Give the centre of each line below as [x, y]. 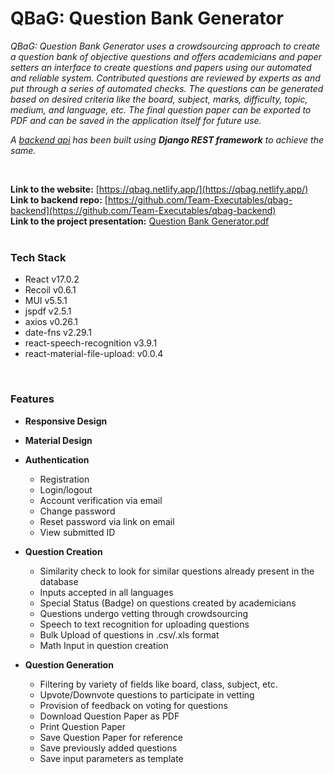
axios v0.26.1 [51, 322]
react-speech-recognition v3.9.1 [91, 343]
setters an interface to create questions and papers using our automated [161, 67]
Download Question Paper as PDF [109, 716]
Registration [64, 479]
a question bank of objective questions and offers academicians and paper [166, 56]
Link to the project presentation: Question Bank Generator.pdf [140, 221]
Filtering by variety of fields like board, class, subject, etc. [158, 684]
